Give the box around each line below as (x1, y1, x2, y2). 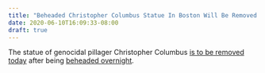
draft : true (8, 26, 48, 34)
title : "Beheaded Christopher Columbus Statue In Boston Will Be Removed (8, 11, 258, 20)
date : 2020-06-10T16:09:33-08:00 (8, 19, 119, 27)
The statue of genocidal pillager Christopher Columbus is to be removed (8, 48, 244, 57)
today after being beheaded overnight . (8, 56, 135, 65)
